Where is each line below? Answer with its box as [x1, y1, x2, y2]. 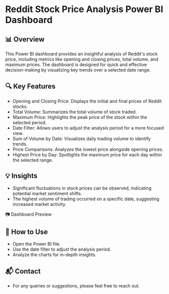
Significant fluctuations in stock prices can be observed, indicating [12, 185, 152, 191]
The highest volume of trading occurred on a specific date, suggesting [12, 196, 160, 202]
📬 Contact [5, 267, 41, 275]
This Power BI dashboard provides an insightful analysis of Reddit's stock [5, 51, 158, 56]
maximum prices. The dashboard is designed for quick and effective [5, 62, 147, 68]
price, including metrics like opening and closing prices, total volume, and [5, 56, 158, 62]
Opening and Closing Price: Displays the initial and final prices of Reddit [12, 98, 162, 104]
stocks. [12, 103, 28, 109]
